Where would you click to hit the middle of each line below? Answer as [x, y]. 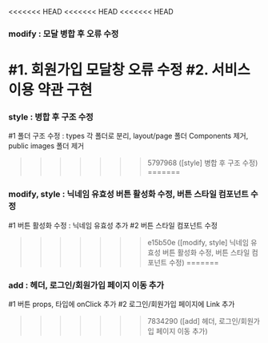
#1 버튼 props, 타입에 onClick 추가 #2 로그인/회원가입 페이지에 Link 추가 [122, 304]
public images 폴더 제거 [46, 146]
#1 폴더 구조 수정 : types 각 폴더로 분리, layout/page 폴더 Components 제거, [128, 136]
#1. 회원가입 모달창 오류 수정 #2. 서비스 [129, 70]
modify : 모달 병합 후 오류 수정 [64, 34]
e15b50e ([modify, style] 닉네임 [198, 242]
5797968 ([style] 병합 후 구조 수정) [203, 163]
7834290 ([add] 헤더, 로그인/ [194, 321]
